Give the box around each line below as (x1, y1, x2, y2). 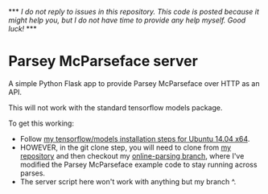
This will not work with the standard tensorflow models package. (8, 102, 223, 112)
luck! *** (8, 24, 38, 33)
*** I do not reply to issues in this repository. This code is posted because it (8, 7, 260, 16)
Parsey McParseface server (8, 52, 199, 71)
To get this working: (8, 118, 75, 128)
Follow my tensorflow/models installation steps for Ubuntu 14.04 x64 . (19, 134, 250, 143)
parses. (19, 168, 46, 178)
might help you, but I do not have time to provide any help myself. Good (8, 15, 246, 25)
